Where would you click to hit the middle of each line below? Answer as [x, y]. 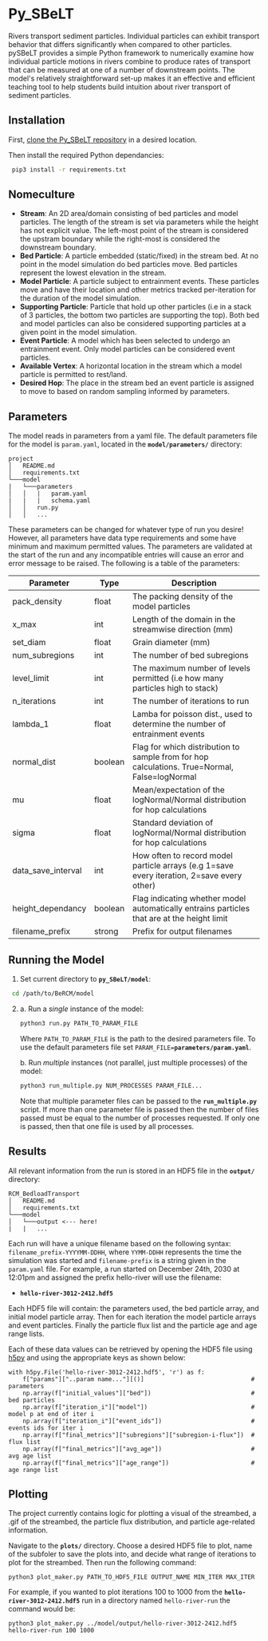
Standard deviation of [173, 823]
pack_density [37, 601]
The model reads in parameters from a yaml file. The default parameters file [133, 436]
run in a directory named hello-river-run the [156, 1600]
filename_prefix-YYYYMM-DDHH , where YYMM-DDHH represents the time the [125, 1252]
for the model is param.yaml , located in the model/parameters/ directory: [125, 444]
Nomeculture [42, 195]
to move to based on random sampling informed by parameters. [124, 392]
